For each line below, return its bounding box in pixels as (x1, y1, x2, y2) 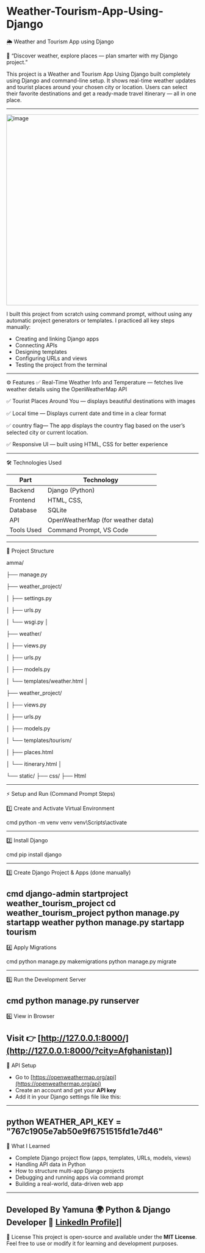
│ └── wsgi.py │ (6, 618, 49, 625)
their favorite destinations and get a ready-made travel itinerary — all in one (6, 90, 196, 97)
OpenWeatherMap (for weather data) (48, 515, 154, 524)
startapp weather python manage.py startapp (6, 917, 185, 928)
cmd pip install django (6, 851, 62, 858)
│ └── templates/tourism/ (6, 737, 72, 744)
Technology (83, 476, 119, 484)
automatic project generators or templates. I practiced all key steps (6, 317, 175, 324)
